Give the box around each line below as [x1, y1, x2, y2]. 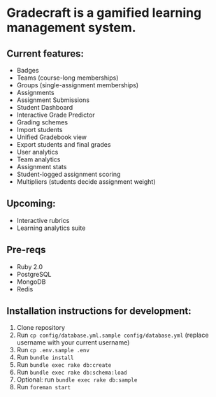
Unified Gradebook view [16, 133, 87, 141]
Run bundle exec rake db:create [16, 361, 112, 369]
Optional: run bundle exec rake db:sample [16, 375, 138, 384]
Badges [16, 66, 39, 74]
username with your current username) [16, 338, 130, 347]
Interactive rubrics [16, 216, 70, 224]
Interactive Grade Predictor [16, 110, 95, 119]
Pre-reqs [6, 244, 46, 256]
